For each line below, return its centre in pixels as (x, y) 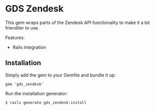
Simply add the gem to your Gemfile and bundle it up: (61, 75)
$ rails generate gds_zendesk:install (46, 102)
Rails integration (29, 47)
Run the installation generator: (36, 93)
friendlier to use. (22, 27)
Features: (15, 37)
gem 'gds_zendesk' (24, 84)
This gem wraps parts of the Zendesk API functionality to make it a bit (77, 22)
